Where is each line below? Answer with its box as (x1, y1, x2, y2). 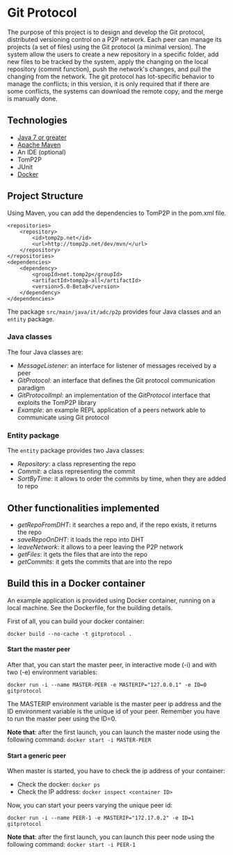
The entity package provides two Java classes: (7, 447, 145, 455)
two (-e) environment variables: (7, 668, 98, 676)
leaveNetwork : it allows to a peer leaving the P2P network (17, 543, 184, 551)
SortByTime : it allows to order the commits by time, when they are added (17, 474, 227, 483)
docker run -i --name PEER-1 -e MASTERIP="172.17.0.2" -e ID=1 (7, 815, 195, 822)
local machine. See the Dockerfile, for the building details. (7, 603, 173, 612)
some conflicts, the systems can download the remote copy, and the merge (7, 87, 224, 95)
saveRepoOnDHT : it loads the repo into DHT (17, 535, 145, 543)
